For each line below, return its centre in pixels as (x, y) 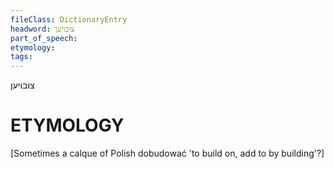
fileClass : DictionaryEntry (69, 19)
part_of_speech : (44, 38)
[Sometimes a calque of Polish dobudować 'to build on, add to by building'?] (167, 153)
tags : (21, 57)
